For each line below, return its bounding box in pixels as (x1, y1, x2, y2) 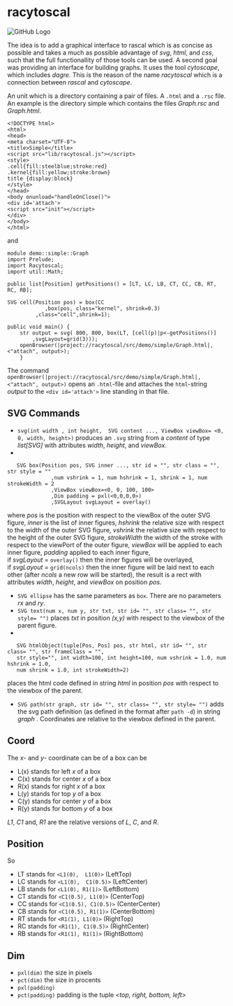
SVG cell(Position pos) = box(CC (7, 299, 105, 306)
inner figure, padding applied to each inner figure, (7, 548, 151, 556)
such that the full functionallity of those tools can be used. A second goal (7, 55, 218, 64)
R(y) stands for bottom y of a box (17, 804, 113, 812)
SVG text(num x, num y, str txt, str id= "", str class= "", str (17, 607, 211, 614)
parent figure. (17, 621, 57, 630)
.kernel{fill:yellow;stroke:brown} (7, 169, 111, 176)
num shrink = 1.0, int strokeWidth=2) (16, 666, 130, 674)
